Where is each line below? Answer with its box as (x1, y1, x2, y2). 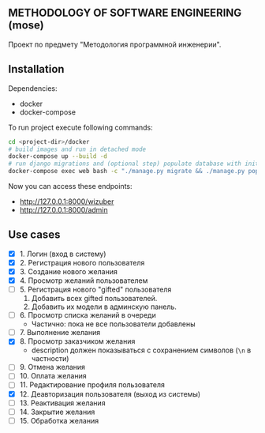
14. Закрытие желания (19, 407, 95, 416)
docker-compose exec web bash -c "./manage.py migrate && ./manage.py (8, 168, 245, 175)
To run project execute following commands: (8, 122, 154, 132)
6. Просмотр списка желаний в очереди (19, 311, 156, 320)
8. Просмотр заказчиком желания (19, 337, 136, 346)
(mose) (8, 19, 45, 32)
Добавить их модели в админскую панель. (31, 302, 177, 311)
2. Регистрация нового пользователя (19, 258, 145, 267)
